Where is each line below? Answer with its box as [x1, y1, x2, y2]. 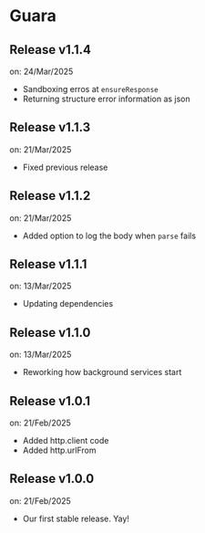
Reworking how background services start [22, 367, 182, 378]
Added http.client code [22, 435, 109, 446]
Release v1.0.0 [9, 471, 95, 486]
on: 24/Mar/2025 [9, 66, 74, 77]
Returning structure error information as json [22, 93, 191, 104]
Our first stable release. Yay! [22, 513, 130, 524]
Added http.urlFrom [22, 444, 97, 456]
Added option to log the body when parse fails [22, 230, 197, 241]
